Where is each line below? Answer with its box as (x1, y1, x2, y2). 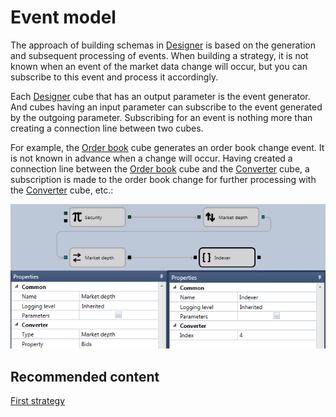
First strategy (10, 395, 65, 407)
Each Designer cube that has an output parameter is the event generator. (10, 90, 311, 102)
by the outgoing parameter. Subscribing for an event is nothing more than (10, 111, 313, 123)
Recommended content (10, 368, 160, 385)
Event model (10, 6, 117, 29)
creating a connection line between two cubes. (10, 122, 204, 134)
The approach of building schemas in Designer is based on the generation (10, 39, 317, 51)
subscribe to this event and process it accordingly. (10, 71, 219, 83)
